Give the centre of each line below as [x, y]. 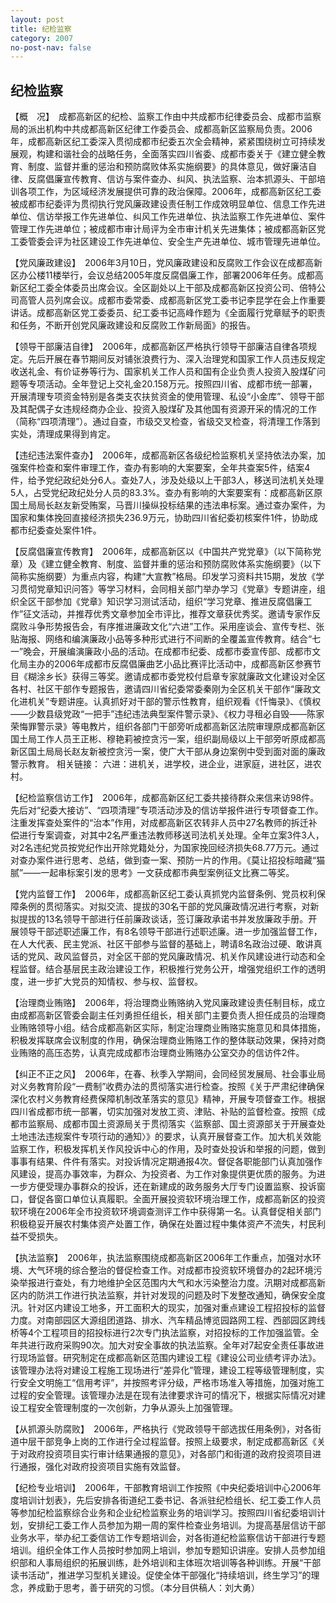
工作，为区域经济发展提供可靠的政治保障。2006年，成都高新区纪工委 [179, 192]
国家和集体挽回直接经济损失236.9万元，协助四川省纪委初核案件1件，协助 [160, 518]
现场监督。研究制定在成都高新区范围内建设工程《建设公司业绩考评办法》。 [170, 1358]
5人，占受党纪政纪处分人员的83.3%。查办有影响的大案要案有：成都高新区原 [166, 493]
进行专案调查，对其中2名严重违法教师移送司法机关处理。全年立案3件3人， [171, 835]
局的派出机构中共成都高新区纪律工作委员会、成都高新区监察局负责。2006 [161, 129]
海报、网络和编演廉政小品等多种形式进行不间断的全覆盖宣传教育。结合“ [165, 639]
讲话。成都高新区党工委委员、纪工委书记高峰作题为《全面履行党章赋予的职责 [168, 313]
